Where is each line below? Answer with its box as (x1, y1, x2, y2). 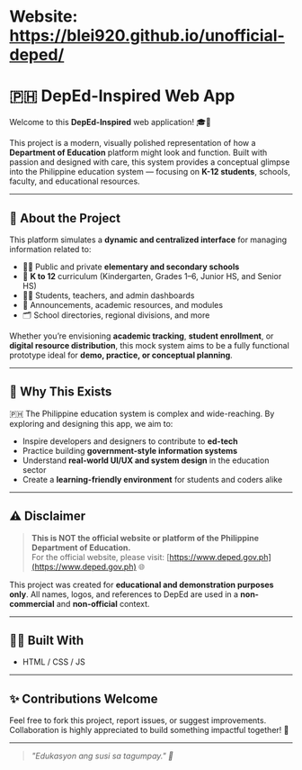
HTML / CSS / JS (22, 657, 85, 667)
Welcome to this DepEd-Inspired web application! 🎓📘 (9, 117, 211, 128)
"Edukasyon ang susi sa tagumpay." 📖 (31, 750, 173, 762)
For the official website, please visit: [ (31, 551, 170, 562)
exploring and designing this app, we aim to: (9, 418, 173, 429)
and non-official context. (56, 598, 150, 609)
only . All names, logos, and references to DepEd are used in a (9, 588, 239, 600)
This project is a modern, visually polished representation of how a (9, 138, 256, 149)
